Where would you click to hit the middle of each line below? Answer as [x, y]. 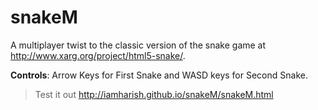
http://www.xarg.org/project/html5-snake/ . [98, 55]
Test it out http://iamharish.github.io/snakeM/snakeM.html [154, 94]
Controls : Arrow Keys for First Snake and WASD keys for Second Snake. [159, 75]
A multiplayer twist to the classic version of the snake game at [138, 45]
